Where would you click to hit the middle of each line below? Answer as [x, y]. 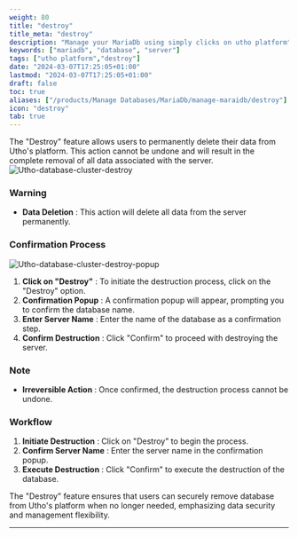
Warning [28, 193]
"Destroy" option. [54, 290]
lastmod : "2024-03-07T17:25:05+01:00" [81, 75]
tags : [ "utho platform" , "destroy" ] [75, 59]
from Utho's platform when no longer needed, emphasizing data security [142, 506]
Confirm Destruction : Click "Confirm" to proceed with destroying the [150, 337]
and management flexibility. [60, 515]
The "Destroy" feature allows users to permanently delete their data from [143, 142]
